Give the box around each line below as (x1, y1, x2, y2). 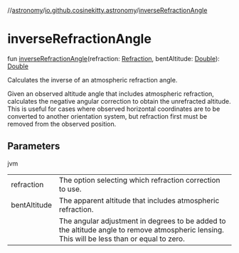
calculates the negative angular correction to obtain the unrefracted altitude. (7, 97, 231, 105)
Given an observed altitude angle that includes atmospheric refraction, (7, 89, 215, 98)
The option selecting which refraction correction (58, 175, 221, 185)
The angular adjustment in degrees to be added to (58, 216, 226, 226)
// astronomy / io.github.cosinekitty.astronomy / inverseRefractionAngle (7, 6, 208, 14)
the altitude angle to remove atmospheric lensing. (58, 225, 224, 235)
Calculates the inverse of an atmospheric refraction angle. (7, 75, 178, 84)
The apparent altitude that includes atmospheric (58, 195, 220, 205)
